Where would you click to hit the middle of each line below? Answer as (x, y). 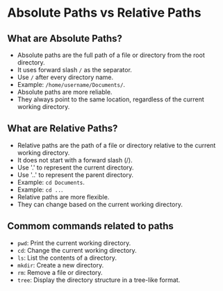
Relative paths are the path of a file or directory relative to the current (116, 145)
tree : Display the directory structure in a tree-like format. (99, 280)
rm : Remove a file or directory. (60, 272)
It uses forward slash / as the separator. (74, 70)
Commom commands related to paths (90, 226)
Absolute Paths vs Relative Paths (104, 13)
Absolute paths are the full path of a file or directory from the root (111, 55)
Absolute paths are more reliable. (65, 92)
